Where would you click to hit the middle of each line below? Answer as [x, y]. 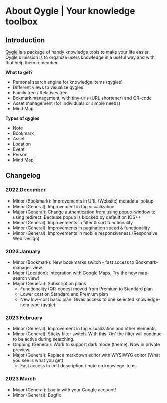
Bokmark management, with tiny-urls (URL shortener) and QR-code [82, 98]
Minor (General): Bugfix [37, 395]
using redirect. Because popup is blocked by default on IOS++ [77, 217]
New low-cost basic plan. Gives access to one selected [77, 299]
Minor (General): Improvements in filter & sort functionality [73, 222]
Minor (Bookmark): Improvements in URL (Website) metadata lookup [83, 201]
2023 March [21, 379]
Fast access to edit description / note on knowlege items [78, 366]
